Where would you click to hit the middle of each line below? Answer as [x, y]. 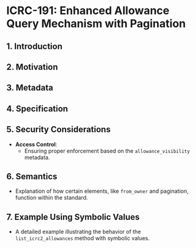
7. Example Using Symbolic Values [73, 217]
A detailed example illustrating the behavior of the [78, 232]
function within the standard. [51, 198]
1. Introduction [34, 46]
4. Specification [37, 109]
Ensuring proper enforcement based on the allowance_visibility [107, 151]
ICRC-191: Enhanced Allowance [88, 11]
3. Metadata [30, 88]
